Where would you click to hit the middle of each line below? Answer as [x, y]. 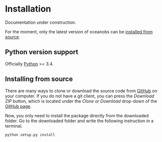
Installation [28, 9]
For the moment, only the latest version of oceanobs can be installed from [79, 32]
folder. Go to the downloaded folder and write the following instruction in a [79, 121]
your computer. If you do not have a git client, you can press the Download [80, 96]
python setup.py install [30, 135]
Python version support [42, 52]
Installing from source [39, 79]
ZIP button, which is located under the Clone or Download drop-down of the [81, 101]
